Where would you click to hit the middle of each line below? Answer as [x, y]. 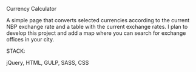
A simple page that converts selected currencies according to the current [98, 20]
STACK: [16, 51]
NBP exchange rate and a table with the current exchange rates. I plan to [97, 27]
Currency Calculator [32, 9]
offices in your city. [30, 39]
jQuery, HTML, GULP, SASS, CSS [48, 63]
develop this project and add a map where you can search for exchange [96, 33]
